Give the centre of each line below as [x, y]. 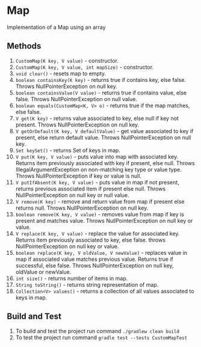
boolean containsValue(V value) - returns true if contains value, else [101, 92]
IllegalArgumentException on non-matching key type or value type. [99, 169]
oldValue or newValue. [43, 272]
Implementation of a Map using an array [56, 27]
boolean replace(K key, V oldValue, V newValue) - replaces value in [101, 252]
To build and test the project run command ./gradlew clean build [97, 331]
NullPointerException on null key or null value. [72, 195]
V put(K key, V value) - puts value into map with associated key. [97, 157]
